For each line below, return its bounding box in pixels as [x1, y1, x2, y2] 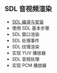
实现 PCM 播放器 [11, 62, 47, 68]
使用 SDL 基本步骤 [11, 25, 49, 31]
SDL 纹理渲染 [11, 44, 39, 50]
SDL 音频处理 [11, 56, 39, 62]
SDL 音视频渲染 [4, 4, 52, 13]
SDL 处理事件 [11, 37, 39, 43]
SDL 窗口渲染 [11, 31, 39, 37]
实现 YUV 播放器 [11, 50, 46, 56]
